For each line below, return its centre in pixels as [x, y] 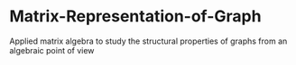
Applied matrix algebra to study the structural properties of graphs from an [148, 41]
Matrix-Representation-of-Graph [135, 16]
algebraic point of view [52, 50]
